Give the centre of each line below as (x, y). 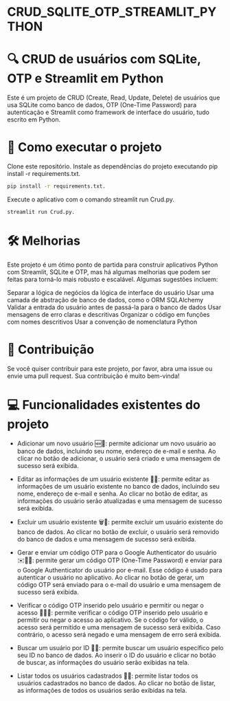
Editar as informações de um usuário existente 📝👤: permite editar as (113, 479)
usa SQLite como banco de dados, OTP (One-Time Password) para (102, 105)
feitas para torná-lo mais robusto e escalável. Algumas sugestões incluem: (113, 279)
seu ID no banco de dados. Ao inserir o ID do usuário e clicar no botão (116, 655)
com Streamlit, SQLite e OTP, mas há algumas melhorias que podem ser (109, 271)
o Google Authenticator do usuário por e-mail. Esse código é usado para (119, 570)
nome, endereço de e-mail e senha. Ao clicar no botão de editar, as (112, 493)
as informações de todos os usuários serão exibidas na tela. (102, 690)
